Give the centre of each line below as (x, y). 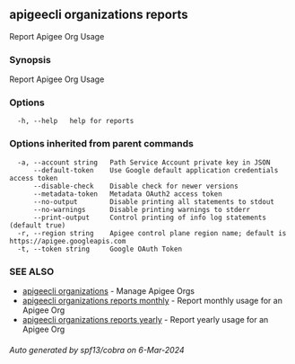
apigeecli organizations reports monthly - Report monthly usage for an (152, 301)
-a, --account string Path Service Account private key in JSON (144, 162)
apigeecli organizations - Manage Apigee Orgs (108, 291)
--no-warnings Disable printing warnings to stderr (142, 209)
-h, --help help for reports (76, 121)
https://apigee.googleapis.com (68, 241)
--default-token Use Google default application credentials (156, 170)
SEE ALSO (32, 271)
